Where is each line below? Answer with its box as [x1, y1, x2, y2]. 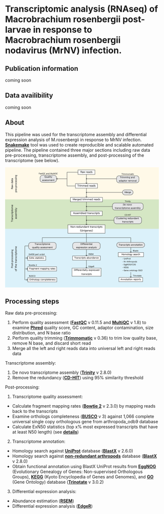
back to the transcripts [12, 409, 58, 414]
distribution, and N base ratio [12, 330, 71, 336]
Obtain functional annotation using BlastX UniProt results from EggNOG [12, 464, 156, 470]
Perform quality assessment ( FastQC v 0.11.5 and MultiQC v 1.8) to [12, 320, 146, 326]
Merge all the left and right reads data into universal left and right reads [12, 346, 156, 351]
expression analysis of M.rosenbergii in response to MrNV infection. [5, 137, 142, 143]
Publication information [5, 64, 79, 73]
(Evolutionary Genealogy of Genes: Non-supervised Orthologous [12, 469, 143, 474]
